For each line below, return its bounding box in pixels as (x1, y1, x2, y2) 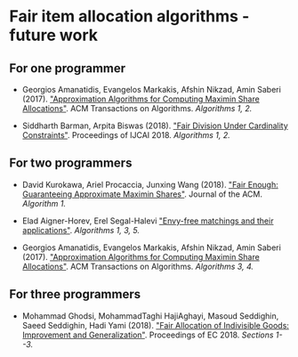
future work (9, 25, 98, 45)
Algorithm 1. (21, 198, 67, 208)
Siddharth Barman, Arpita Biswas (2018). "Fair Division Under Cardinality (21, 120, 289, 131)
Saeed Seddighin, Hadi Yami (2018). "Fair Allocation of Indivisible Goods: (21, 320, 289, 330)
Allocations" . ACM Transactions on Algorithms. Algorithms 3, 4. (21, 261, 254, 272)
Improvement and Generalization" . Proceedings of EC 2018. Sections (21, 329, 274, 340)
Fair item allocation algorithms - (9, 6, 250, 27)
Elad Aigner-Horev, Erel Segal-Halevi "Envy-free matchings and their (21, 215, 274, 226)
